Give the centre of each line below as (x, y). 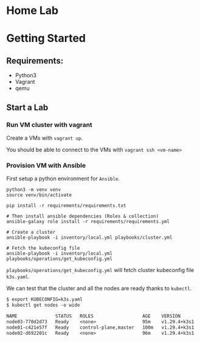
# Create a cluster (31, 232)
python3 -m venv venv (34, 190)
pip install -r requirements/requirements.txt (66, 206)
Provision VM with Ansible (46, 165)
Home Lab (33, 11)
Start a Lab (27, 107)
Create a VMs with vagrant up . (45, 138)
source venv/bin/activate (39, 195)
